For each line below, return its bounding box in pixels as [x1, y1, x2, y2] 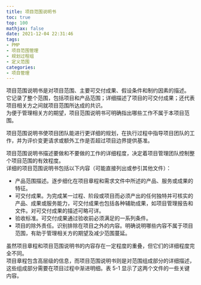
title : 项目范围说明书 [6, 8, 57, 15]
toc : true [6, 14, 31, 20]
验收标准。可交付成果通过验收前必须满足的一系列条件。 [14, 214, 151, 222]
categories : [6, 64, 36, 71]
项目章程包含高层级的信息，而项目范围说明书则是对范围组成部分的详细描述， [6, 258, 195, 265]
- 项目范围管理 [6, 48, 39, 54]
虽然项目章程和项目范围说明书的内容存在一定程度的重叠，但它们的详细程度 [6, 243, 190, 250]
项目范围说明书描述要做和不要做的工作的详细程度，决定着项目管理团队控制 [6, 150, 190, 157]
